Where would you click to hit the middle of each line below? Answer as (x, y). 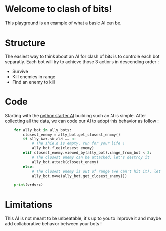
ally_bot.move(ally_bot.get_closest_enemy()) (79, 176)
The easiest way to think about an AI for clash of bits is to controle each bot (82, 56)
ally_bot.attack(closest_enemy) (65, 162)
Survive (20, 71)
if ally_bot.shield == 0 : (50, 139)
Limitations (29, 205)
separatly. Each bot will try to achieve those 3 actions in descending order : (82, 62)
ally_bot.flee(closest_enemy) (63, 148)
